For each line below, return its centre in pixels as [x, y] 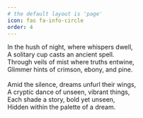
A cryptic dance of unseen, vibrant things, [69, 92]
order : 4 [20, 27]
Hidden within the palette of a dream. [62, 107]
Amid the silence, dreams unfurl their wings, [72, 85]
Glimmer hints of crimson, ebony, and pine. [70, 70]
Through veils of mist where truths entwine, [71, 62]
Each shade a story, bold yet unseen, [61, 100]
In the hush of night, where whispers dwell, [70, 47]
